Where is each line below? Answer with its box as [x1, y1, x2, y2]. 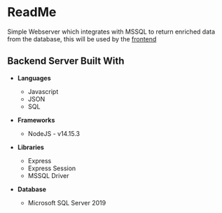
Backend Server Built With [7, 55, 125, 67]
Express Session [27, 164, 76, 172]
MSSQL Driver [27, 171, 69, 179]
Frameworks [17, 116, 55, 124]
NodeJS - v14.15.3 [27, 129, 81, 137]
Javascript [27, 87, 59, 95]
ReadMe [7, 4, 57, 20]
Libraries [17, 143, 44, 151]
